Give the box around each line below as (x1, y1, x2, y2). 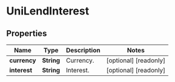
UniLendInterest (6, 4, 90, 18)
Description (65, 46, 101, 54)
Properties (6, 28, 47, 39)
